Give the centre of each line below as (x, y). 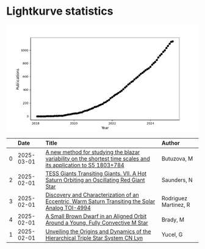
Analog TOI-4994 (68, 208)
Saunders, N (177, 180)
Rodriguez (174, 198)
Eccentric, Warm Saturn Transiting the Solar (100, 201)
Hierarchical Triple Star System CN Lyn (94, 238)
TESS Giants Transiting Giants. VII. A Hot (96, 173)
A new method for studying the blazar (93, 152)
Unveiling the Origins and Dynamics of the (98, 231)
